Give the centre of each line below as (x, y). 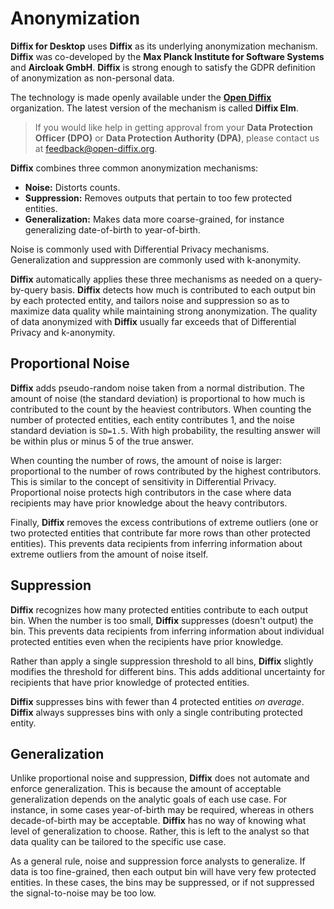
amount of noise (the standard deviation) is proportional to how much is (158, 398)
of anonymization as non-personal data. (92, 78)
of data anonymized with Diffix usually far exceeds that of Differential (153, 321)
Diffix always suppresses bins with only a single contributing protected (156, 712)
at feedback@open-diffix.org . (96, 148)
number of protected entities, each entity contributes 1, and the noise (153, 419)
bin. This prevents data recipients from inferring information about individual (167, 631)
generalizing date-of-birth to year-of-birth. (112, 229)
